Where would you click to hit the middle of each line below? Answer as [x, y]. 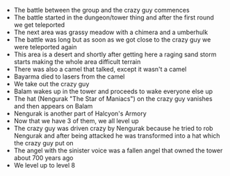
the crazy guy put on [44, 143]
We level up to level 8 [44, 165]
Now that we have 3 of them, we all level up [76, 121]
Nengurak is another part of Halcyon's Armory [80, 113]
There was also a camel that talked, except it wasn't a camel [100, 69]
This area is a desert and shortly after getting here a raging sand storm [115, 54]
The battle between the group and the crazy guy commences [101, 10]
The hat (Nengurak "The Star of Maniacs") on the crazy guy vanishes [113, 99]
